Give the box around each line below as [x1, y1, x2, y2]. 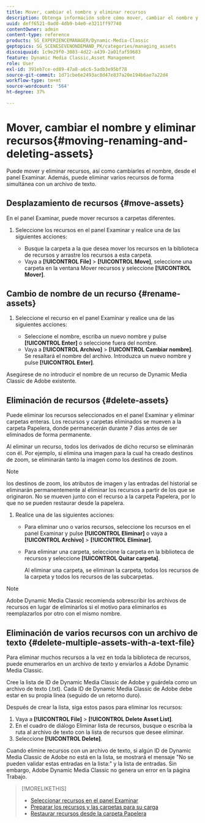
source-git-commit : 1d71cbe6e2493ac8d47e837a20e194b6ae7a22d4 [6, 72, 168, 78]
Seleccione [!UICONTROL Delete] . [15, 735, 103, 743]
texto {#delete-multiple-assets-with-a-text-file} [6, 637, 195, 648]
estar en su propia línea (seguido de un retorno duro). [6, 692, 142, 699]
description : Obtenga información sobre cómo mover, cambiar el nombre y [6, 15, 199, 21]
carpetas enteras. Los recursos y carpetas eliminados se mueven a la [6, 418, 182, 426]
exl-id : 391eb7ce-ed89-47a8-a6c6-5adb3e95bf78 [6, 66, 127, 72]
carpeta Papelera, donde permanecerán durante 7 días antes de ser [6, 424, 177, 432]
